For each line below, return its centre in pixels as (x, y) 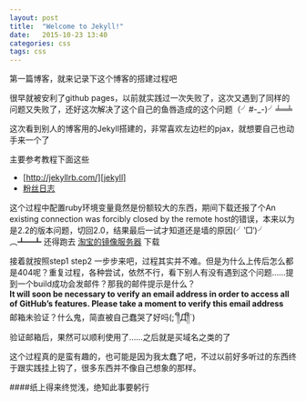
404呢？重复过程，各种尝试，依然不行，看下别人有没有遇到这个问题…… (152, 273)
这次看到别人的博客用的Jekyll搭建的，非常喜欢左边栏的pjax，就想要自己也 (148, 129)
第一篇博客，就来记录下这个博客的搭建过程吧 (93, 79)
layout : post (34, 18)
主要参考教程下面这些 (49, 159)
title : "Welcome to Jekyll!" (67, 26)
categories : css (40, 43)
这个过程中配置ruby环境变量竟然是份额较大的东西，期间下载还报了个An (143, 208)
